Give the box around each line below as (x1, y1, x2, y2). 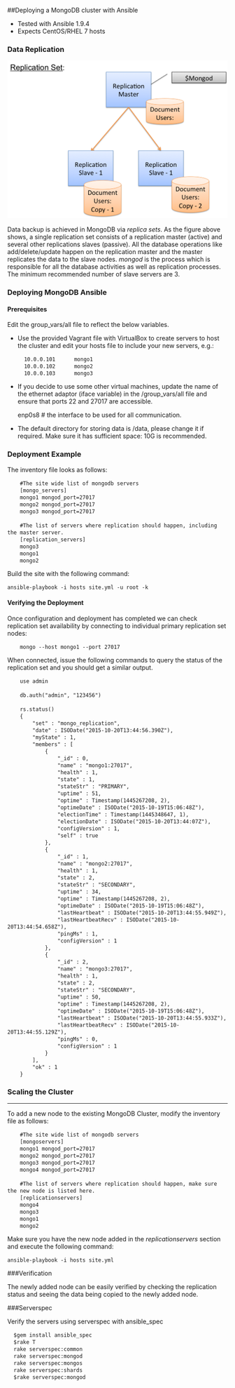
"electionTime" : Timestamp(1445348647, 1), (57, 810, 190, 818)
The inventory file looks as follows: (7, 465, 108, 474)
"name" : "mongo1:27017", (57, 761, 133, 769)
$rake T (13, 1339, 36, 1346)
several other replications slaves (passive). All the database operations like (7, 240, 222, 248)
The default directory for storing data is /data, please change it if (17, 425, 204, 433)
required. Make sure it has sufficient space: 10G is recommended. (17, 432, 207, 441)
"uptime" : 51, (57, 789, 101, 797)
